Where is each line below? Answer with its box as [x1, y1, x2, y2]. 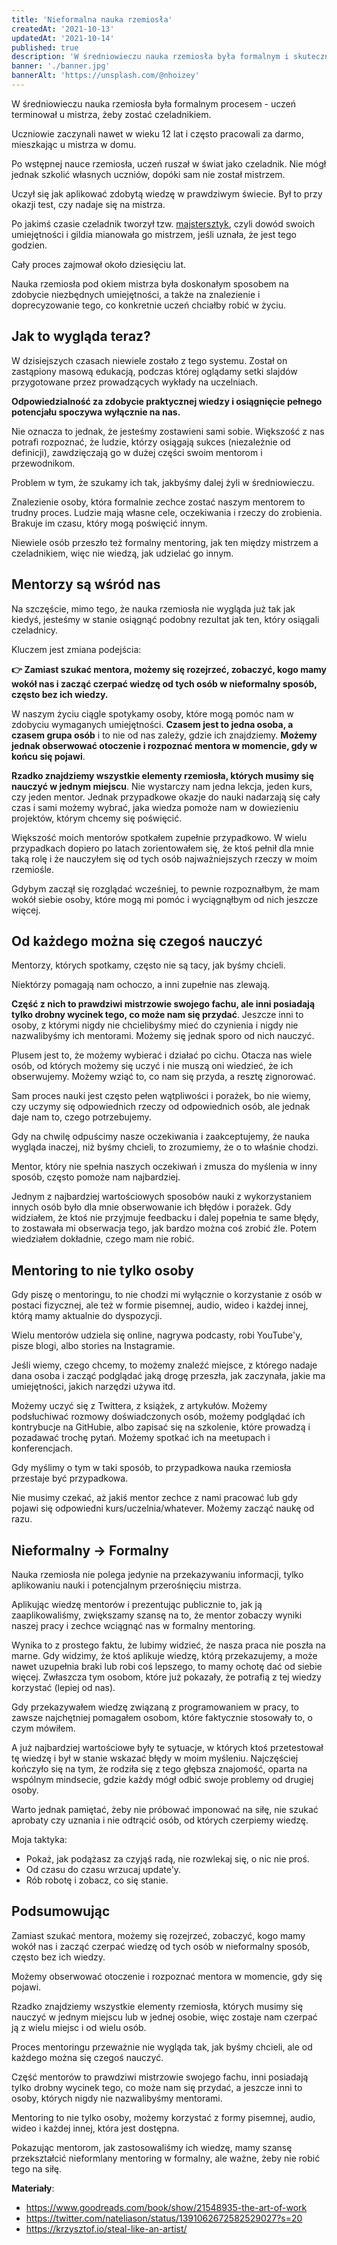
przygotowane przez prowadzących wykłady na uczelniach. [11, 376, 259, 388]
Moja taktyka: [11, 1833, 68, 1845]
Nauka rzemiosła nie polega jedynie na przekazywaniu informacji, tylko [11, 1568, 304, 1580]
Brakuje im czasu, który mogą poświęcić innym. [11, 517, 208, 529]
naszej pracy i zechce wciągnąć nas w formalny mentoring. [11, 1619, 256, 1631]
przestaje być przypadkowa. [11, 1472, 129, 1485]
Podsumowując [11, 1903, 111, 1920]
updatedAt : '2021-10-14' [11, 33, 115, 43]
